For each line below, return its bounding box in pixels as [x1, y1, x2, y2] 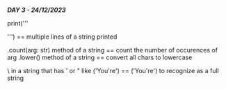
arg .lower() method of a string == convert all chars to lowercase [7, 53, 193, 61]
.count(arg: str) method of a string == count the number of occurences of [7, 46, 218, 54]
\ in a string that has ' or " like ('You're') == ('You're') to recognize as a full [7, 67, 219, 75]
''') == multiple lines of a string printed [7, 32, 118, 41]
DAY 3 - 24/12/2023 [7, 6, 66, 14]
